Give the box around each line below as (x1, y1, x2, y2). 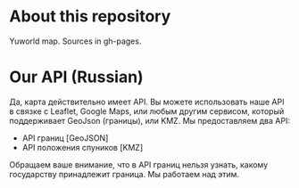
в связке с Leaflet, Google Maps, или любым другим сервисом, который (9, 105, 285, 117)
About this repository (9, 6, 171, 27)
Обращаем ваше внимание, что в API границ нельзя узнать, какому (9, 159, 269, 170)
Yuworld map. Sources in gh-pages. (9, 36, 142, 46)
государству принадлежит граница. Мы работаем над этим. (9, 168, 239, 179)
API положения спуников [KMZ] (21, 142, 144, 152)
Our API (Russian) (9, 67, 145, 87)
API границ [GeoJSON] (21, 132, 109, 143)
